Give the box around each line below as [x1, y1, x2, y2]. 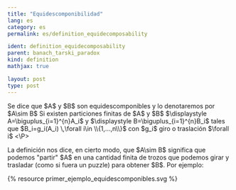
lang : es [7, 17, 33, 24]
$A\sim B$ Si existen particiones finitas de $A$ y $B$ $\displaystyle [7, 109, 208, 118]
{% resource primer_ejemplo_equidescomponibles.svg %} [7, 174, 178, 183]
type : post [7, 82, 40, 89]
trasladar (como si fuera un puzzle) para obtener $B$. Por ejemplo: [7, 160, 204, 169]
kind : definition [7, 56, 59, 64]
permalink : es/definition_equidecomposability [7, 30, 148, 38]
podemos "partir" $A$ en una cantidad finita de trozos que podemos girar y [7, 153, 230, 162]
